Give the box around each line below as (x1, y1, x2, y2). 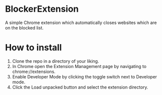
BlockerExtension (5, 3, 79, 15)
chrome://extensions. (12, 69, 55, 74)
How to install (5, 42, 62, 53)
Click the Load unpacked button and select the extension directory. (12, 84, 148, 90)
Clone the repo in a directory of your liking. (12, 58, 99, 64)
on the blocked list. (5, 24, 44, 30)
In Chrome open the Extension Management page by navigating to (12, 63, 147, 69)
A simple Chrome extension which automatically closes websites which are (5, 20, 157, 25)
